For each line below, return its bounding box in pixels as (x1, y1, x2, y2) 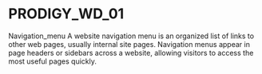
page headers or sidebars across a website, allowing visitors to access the (8, 48, 254, 57)
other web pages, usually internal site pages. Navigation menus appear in (8, 39, 250, 49)
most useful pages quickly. (8, 56, 97, 66)
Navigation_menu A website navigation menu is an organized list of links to (8, 31, 254, 41)
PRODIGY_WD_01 (8, 5, 125, 23)
